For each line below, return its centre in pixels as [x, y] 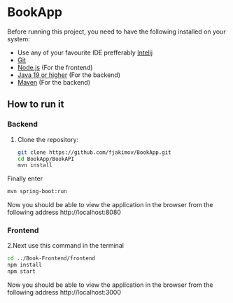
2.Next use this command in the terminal [66, 246]
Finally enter [25, 178]
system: [19, 38]
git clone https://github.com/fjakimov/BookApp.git [94, 152]
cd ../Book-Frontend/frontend [51, 259]
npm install [24, 265]
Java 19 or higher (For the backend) [69, 75]
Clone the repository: [48, 139]
